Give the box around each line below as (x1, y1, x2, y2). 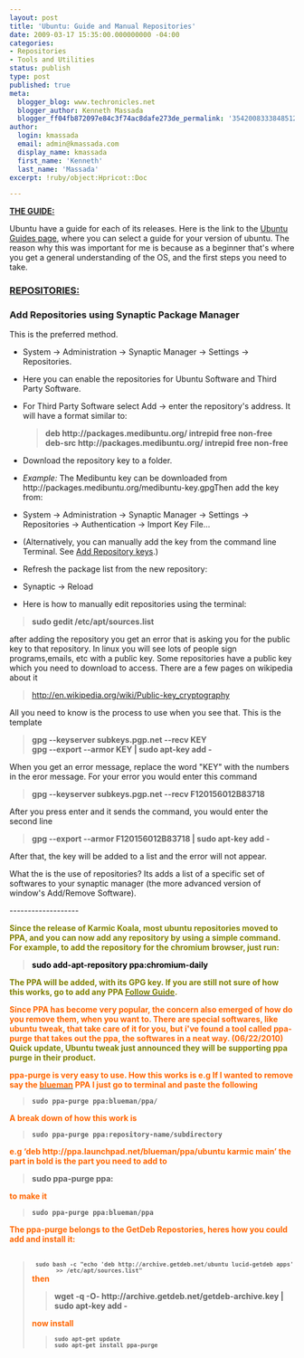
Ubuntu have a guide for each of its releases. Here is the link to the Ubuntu (9, 223, 288, 234)
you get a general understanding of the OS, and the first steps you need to (9, 252, 287, 263)
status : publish (9, 64, 71, 73)
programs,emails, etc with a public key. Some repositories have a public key (9, 653, 292, 664)
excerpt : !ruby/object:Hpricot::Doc (9, 173, 147, 182)
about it (9, 672, 38, 683)
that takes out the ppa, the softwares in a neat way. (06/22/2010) (33, 1033, 284, 1044)
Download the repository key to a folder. (22, 455, 173, 466)
